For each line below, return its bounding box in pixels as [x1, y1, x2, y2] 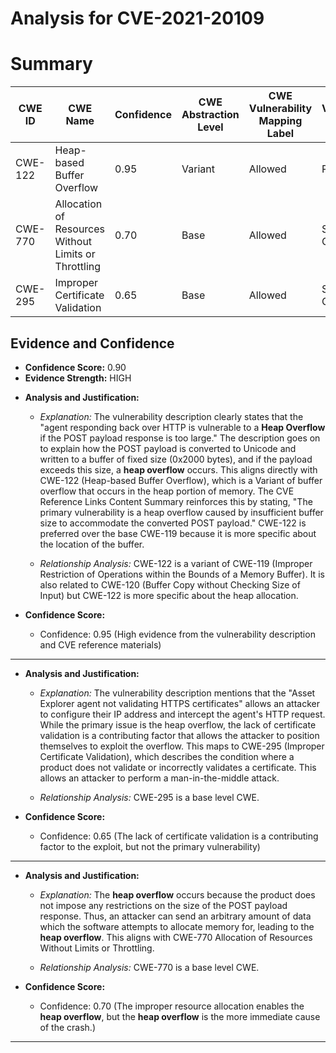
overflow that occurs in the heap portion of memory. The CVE [39, 485, 295, 497]
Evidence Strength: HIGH [24, 372, 132, 384]
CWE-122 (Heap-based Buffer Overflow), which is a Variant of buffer [39, 474, 323, 486]
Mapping [258, 114, 303, 128]
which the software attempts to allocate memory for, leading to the [39, 920, 315, 932]
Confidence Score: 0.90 [24, 361, 127, 373]
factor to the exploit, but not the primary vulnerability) [39, 840, 261, 852]
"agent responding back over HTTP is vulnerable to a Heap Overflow [39, 421, 326, 433]
